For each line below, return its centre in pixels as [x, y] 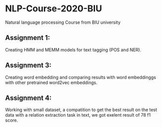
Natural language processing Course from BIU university [63, 22]
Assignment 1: [28, 38]
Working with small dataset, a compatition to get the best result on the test [81, 110]
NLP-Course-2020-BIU [54, 9]
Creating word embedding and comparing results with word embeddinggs [81, 77]
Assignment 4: [28, 98]
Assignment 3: [28, 65]
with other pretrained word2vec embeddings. [51, 83]
